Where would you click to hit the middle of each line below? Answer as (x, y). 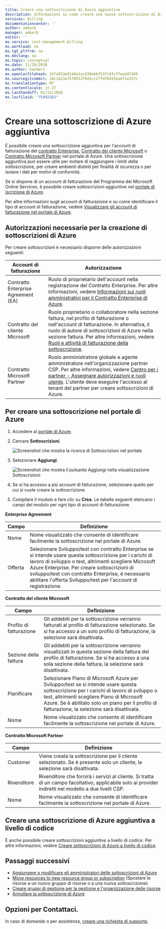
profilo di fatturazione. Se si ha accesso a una (97, 658)
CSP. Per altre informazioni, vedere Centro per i (103, 370)
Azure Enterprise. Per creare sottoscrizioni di (82, 568)
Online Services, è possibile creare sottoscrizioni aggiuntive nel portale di (80, 187)
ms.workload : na (22, 46)
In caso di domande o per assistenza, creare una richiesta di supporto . (77, 921)
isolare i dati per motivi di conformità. (43, 172)
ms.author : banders (25, 70)
